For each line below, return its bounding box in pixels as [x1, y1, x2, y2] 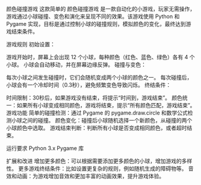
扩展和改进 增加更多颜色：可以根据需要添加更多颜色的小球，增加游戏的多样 [6, 157, 193, 165]
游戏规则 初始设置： [6, 41, 55, 48]
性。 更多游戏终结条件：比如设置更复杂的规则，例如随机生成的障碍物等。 [6, 165, 187, 172]
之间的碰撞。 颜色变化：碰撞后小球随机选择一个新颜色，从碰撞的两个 [22, 117, 193, 124]
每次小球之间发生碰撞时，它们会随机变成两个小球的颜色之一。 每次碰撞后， [6, 74, 193, 81]
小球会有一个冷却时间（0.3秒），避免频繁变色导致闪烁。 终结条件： [6, 81, 172, 89]
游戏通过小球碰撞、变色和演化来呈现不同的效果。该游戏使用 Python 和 [6, 13, 180, 20]
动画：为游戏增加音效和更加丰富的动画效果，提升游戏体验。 [16, 172, 164, 180]
